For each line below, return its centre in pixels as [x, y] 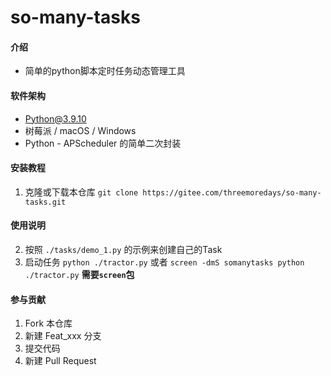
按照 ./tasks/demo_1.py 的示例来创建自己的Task [123, 249]
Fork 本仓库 [48, 323]
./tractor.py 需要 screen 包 [79, 274]
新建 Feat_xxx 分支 [63, 336]
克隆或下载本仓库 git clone [81, 192]
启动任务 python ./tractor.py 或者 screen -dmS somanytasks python [164, 262]
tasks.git [45, 202]
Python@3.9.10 [55, 118]
